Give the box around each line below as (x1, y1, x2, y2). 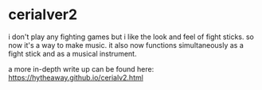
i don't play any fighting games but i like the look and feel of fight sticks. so (8, 32, 255, 41)
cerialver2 (8, 6, 78, 24)
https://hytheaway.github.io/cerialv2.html (8, 72, 143, 82)
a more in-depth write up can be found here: (8, 64, 154, 73)
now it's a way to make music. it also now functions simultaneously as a (8, 40, 244, 49)
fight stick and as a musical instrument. (8, 49, 137, 58)
